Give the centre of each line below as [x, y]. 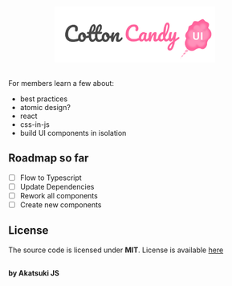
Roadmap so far [49, 158]
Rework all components [59, 195]
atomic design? [45, 107]
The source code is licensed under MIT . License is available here [116, 250]
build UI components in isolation [73, 133]
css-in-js [35, 124]
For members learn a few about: [61, 83]
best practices [44, 99]
